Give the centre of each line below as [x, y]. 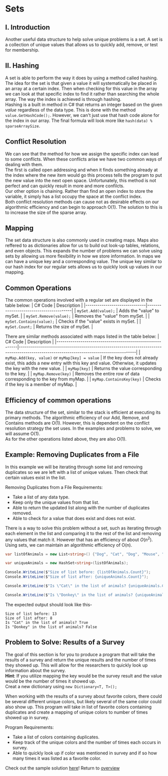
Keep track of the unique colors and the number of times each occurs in [86, 742]
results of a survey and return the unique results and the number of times [81, 660]
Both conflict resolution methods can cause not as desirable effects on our [82, 202]
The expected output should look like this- [49, 604]
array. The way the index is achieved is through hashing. [63, 99]
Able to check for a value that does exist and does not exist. [74, 518]
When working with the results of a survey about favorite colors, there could [84, 696]
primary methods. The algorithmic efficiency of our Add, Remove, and [77, 418]
